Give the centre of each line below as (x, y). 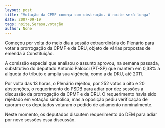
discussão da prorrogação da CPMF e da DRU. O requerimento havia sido (81, 94)
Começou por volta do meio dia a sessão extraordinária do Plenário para (80, 43)
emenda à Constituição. (29, 54)
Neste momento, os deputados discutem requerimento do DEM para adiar (81, 115)
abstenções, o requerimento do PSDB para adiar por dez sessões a (74, 89)
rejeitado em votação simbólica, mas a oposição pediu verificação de (77, 100)
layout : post (19, 10)
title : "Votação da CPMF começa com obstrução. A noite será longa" (78, 15)
